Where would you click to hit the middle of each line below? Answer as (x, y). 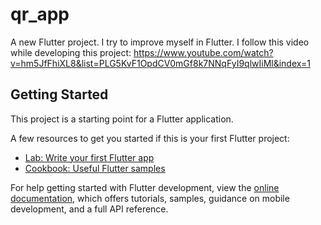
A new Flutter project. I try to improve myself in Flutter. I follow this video (160, 42)
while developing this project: (71, 52)
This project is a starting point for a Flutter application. (122, 119)
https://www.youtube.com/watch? (203, 52)
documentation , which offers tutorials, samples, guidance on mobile (150, 198)
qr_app (40, 14)
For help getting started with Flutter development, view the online (145, 187)
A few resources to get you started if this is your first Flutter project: (150, 138)
